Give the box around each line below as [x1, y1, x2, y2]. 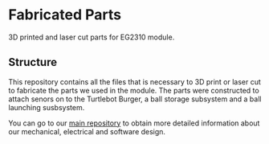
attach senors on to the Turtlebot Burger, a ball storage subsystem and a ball [8, 94, 262, 104]
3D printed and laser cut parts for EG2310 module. [8, 32, 175, 42]
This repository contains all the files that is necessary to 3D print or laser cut [8, 76, 261, 86]
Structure [8, 56, 58, 69]
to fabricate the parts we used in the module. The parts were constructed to [8, 85, 259, 95]
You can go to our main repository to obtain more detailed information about [8, 118, 260, 128]
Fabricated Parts [8, 6, 122, 24]
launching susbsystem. [8, 102, 85, 112]
